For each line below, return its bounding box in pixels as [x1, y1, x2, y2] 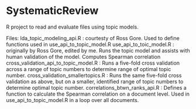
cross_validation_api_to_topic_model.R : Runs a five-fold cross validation [6, 59, 180, 66]
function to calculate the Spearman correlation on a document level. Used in [6, 90, 190, 97]
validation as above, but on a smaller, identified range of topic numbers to [6, 78, 184, 85]
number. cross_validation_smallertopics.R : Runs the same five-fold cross [6, 72, 182, 79]
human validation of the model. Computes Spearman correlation [6, 53, 161, 60]
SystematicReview [6, 4, 99, 17]
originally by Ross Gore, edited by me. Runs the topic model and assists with [6, 47, 190, 54]
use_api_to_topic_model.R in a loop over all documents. [6, 96, 139, 103]
